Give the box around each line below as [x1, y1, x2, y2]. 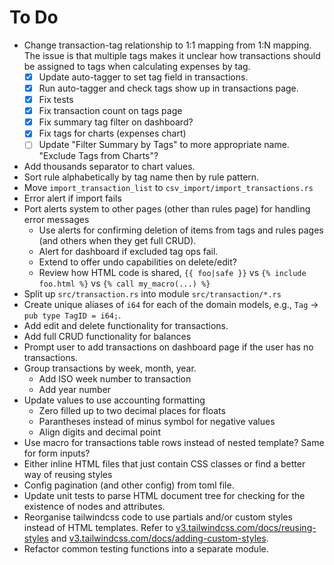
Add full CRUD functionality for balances [23, 331, 192, 343]
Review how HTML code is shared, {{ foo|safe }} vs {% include [38, 267, 307, 279]
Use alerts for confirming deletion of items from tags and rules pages [38, 224, 324, 236]
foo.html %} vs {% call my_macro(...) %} [38, 277, 211, 290]
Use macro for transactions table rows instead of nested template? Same [23, 437, 325, 449]
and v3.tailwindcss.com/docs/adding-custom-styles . [50, 532, 269, 545]
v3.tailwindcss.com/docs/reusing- [175, 522, 317, 534]
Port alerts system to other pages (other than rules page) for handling [23, 203, 311, 215]
